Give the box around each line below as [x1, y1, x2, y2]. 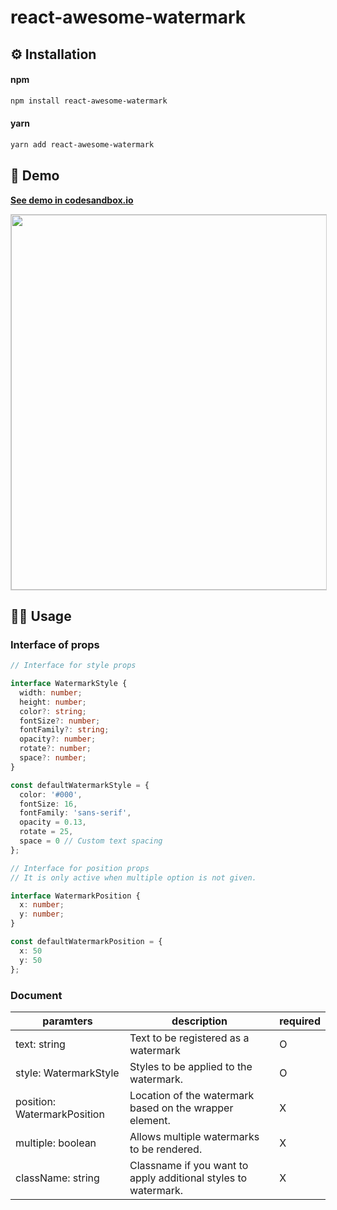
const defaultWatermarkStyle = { [10, 780, 150, 790]
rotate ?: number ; [19, 744, 92, 754]
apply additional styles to [129, 1171, 248, 1185]
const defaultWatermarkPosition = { [10, 937, 163, 947]
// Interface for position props [10, 863, 150, 873]
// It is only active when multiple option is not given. [10, 872, 257, 883]
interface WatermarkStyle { [10, 679, 128, 689]
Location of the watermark [129, 1088, 255, 1102]
